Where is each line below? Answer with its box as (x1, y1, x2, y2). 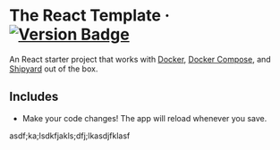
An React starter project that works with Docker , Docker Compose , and (9, 54, 271, 64)
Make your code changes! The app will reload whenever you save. (21, 112, 267, 123)
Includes (9, 89, 59, 104)
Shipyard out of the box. (9, 63, 98, 74)
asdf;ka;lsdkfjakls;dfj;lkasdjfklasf (9, 130, 131, 141)
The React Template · (9, 5, 170, 26)
